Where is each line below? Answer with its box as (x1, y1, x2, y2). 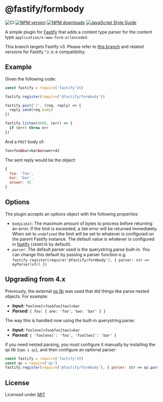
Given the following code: (5, 76, 56, 81)
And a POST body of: (5, 139, 45, 144)
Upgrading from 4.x (5, 275, 65, 283)
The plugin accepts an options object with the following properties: (5, 211, 139, 217)
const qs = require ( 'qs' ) (5, 361, 57, 365)
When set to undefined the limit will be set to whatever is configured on (12, 231, 154, 237)
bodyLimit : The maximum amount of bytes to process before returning (12, 221, 153, 226)
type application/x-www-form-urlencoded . (5, 34, 88, 40)
